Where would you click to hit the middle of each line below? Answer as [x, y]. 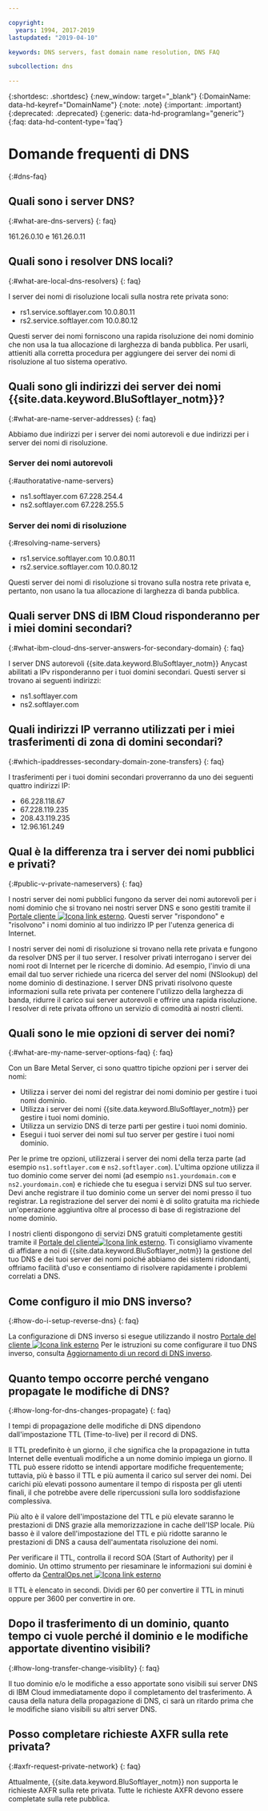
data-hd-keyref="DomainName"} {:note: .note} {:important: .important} [125, 105]
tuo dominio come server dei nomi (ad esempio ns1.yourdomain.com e [122, 1176]
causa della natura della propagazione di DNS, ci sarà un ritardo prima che [131, 1700]
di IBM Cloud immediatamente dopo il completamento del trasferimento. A [130, 1692]
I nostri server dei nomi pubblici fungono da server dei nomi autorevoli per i [132, 899]
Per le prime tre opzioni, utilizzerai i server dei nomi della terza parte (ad [127, 1159]
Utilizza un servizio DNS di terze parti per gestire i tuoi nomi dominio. [134, 1126]
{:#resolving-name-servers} [55, 543]
